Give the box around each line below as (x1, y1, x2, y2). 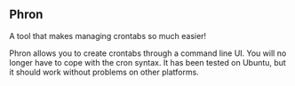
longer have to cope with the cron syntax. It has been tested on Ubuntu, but (9, 57, 286, 67)
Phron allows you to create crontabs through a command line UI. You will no (9, 48, 287, 59)
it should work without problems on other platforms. (9, 66, 200, 77)
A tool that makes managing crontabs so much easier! (9, 30, 207, 41)
